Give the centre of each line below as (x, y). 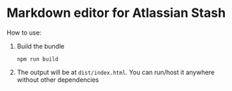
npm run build (37, 59)
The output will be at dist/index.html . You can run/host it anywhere (116, 72)
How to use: (24, 32)
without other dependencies (58, 80)
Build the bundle (41, 46)
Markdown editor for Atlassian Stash (116, 13)
